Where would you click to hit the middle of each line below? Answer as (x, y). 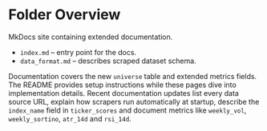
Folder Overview (65, 15)
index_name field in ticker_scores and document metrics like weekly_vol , (127, 110)
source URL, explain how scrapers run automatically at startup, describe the (134, 101)
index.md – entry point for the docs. (78, 52)
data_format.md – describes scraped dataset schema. (108, 61)
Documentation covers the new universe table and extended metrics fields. (133, 76)
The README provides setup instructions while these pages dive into (122, 85)
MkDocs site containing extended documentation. (91, 37)
